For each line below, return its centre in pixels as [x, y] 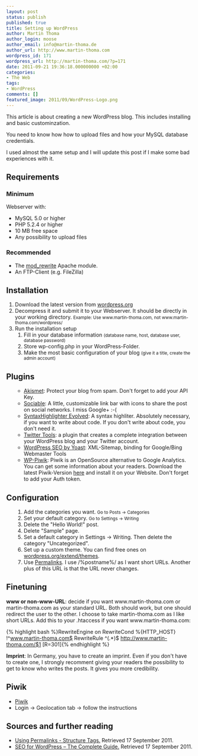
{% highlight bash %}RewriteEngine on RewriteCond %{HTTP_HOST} [91, 632]
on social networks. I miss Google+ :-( [70, 410]
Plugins [20, 377]
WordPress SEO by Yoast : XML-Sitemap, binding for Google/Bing [103, 447]
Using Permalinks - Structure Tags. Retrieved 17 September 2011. [94, 741]
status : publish [26, 17]
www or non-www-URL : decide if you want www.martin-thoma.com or [93, 601]
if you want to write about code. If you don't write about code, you [104, 422]
